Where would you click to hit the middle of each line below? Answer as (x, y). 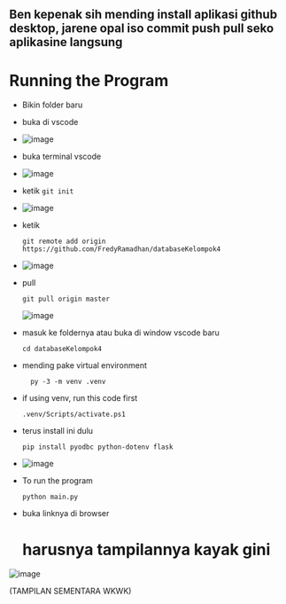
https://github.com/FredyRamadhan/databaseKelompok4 (121, 249)
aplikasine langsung (66, 42)
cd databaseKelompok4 (62, 349)
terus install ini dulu (58, 431)
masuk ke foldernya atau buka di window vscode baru (120, 333)
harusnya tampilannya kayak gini (146, 549)
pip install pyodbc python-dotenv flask (97, 447)
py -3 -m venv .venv (68, 382)
